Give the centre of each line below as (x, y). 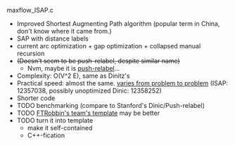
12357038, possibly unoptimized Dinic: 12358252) (89, 91)
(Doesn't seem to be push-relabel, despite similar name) (98, 61)
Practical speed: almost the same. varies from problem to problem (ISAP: (122, 83)
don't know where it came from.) (64, 31)
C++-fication (46, 135)
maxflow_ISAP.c (30, 10)
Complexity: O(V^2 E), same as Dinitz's (74, 76)
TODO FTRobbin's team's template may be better (88, 113)
